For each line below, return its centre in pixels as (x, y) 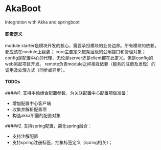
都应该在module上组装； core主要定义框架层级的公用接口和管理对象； (76, 52)
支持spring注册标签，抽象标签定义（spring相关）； (63, 143)
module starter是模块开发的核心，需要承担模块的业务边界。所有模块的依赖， (82, 46)
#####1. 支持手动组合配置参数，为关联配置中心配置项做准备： (68, 93)
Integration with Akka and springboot (42, 22)
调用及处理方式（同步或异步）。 (36, 70)
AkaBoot (23, 9)
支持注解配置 (25, 136)
